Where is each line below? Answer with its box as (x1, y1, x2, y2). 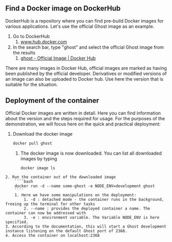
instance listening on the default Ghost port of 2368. (5, 229, 127, 234)
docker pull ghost (12, 141, 52, 146)
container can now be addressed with (5, 211, 86, 216)
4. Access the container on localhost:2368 (5, 233, 100, 238)
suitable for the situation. (5, 81, 58, 87)
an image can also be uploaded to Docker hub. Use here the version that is (5, 76, 163, 82)
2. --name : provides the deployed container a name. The (24, 206, 150, 211)
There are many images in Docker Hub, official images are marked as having (5, 65, 167, 71)
